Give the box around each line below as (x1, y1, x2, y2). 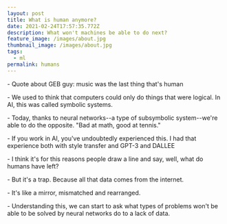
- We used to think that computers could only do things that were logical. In (7, 93, 221, 101)
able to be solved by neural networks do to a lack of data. (7, 209, 171, 217)
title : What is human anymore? (7, 16, 97, 23)
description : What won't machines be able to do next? (7, 29, 168, 36)
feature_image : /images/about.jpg (7, 36, 107, 42)
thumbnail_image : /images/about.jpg (7, 42, 112, 49)
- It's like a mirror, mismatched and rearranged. (7, 188, 141, 197)
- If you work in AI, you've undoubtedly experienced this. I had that (7, 134, 197, 142)
